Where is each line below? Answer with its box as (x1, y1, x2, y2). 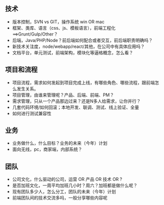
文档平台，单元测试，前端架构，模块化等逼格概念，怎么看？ (12, 49, 133, 55)
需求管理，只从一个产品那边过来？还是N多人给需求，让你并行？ (12, 98, 141, 104)
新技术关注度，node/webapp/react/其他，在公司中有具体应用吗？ (12, 43, 145, 49)
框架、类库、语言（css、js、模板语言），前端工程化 (12, 25, 116, 31)
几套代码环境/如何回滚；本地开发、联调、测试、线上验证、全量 (12, 104, 139, 110)
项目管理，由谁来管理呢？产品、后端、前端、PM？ (12, 92, 114, 98)
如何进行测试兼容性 (12, 110, 52, 116)
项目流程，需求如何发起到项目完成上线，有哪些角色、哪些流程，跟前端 (12, 80, 155, 85)
